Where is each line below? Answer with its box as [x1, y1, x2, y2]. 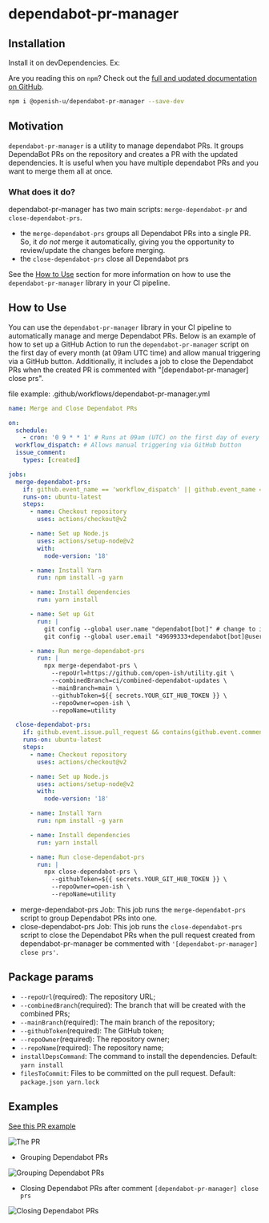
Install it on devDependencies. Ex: [8, 58, 120, 67]
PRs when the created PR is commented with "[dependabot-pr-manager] [8, 365, 249, 375]
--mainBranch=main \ [50, 684, 120, 692]
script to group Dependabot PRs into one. [19, 913, 158, 923]
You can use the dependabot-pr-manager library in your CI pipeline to [8, 322, 232, 332]
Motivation [8, 119, 64, 133]
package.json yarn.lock [19, 1078, 100, 1086]
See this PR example [8, 1121, 76, 1131]
